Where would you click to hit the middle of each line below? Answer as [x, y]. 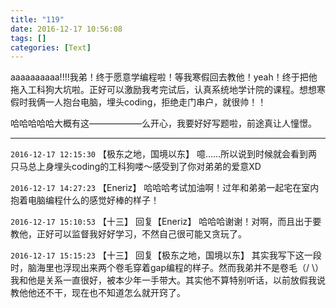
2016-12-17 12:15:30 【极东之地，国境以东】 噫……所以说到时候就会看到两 [164, 154]
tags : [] [28, 38]
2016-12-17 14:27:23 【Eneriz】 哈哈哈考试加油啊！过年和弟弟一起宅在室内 [165, 188]
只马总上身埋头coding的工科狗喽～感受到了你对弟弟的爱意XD [136, 167]
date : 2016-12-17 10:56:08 [66, 29]
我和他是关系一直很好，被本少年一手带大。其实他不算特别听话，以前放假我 [163, 280]
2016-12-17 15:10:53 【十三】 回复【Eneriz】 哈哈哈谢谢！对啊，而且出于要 [166, 222]
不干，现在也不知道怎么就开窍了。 [115, 293]
